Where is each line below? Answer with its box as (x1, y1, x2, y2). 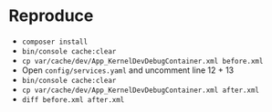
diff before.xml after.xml (21, 95, 125, 105)
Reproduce (8, 5, 94, 26)
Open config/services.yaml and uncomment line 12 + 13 (21, 65, 235, 76)
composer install (21, 37, 89, 46)
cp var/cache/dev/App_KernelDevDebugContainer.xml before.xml (21, 56, 264, 66)
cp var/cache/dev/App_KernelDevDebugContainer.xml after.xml (21, 86, 260, 95)
